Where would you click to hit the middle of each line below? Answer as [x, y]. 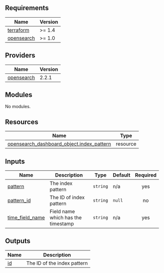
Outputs [18, 241]
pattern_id [19, 201]
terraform [19, 30]
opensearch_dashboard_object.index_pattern [59, 144]
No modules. [18, 107]
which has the [66, 218]
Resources [22, 122]
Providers [20, 56]
